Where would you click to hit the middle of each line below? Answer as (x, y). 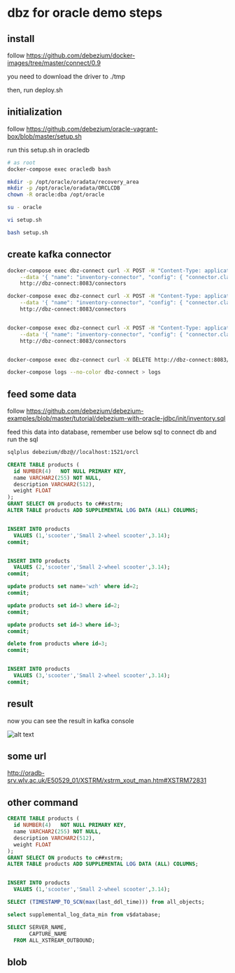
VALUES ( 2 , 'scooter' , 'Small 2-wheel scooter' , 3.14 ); (92, 567)
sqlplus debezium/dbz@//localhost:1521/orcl (73, 453)
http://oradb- (26, 773)
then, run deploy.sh (35, 90)
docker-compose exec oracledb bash (59, 169)
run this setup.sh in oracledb (48, 150)
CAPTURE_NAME (48, 934)
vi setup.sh (24, 220)
